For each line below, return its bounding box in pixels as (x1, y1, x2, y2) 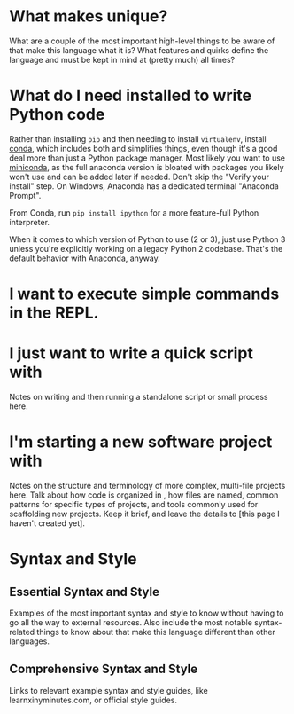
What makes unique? (9, 6, 168, 27)
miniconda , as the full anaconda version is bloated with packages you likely (9, 161, 285, 172)
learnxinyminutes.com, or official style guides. (9, 694, 178, 705)
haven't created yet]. (9, 517, 86, 529)
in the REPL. (9, 303, 99, 323)
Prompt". (9, 190, 42, 200)
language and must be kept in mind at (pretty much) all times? (9, 54, 236, 65)
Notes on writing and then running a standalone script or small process (9, 392, 268, 402)
